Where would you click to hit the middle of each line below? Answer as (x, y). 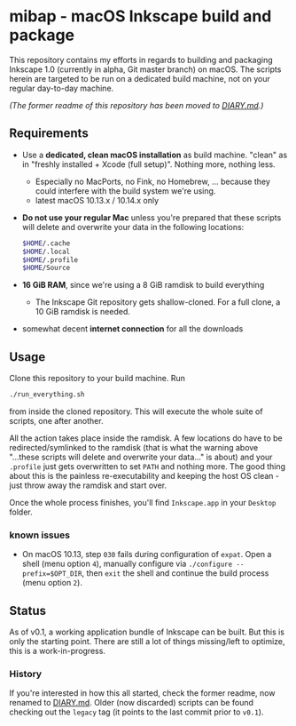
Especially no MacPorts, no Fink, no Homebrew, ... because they (152, 181)
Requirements (49, 134)
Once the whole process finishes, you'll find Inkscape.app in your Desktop (143, 502)
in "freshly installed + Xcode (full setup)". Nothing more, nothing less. (149, 164)
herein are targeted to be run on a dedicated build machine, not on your (140, 78)
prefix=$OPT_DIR (52, 574)
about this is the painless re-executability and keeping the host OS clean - (144, 475)
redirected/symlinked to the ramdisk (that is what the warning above (134, 447)
